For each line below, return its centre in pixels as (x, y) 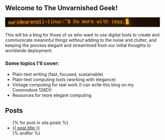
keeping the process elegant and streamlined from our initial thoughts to (78, 45)
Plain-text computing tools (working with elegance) (64, 79)
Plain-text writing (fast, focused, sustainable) (58, 74)
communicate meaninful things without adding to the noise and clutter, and (81, 40)
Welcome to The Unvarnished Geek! (61, 8)
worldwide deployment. (29, 51)
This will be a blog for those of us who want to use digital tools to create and (82, 35)
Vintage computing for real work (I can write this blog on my (73, 85)
